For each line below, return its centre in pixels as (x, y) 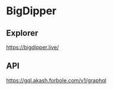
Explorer (22, 33)
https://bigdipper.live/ (33, 47)
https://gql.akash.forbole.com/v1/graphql (56, 80)
